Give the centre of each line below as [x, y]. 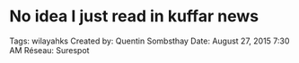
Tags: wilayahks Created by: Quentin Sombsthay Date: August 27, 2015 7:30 [149, 41]
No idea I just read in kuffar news [134, 16]
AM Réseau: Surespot [49, 50]
